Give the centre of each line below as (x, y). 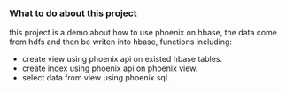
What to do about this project (73, 13)
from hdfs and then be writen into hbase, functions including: (121, 42)
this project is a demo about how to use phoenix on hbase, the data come (143, 33)
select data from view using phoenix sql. (96, 78)
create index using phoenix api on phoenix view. (110, 68)
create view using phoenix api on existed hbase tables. (122, 59)
